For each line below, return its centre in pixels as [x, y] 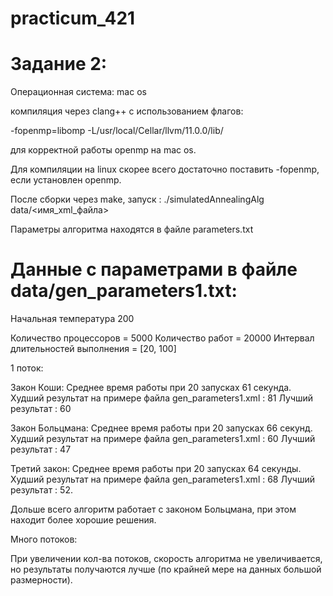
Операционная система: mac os [78, 92]
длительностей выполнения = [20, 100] [93, 349]
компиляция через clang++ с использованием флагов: [127, 111]
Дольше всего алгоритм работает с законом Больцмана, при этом [153, 509]
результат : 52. [41, 490]
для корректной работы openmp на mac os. [103, 150]
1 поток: [27, 368]
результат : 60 [41, 409]
